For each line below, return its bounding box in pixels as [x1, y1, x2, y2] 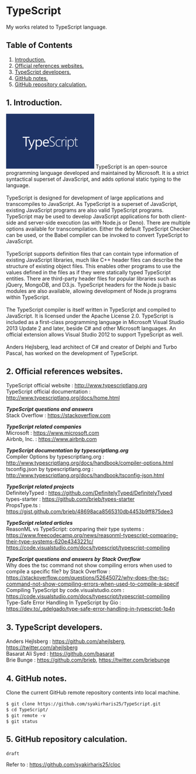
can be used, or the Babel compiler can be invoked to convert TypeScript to [6, 231, 189, 238]
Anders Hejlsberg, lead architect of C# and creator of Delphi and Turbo [6, 343, 177, 350]
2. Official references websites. [6, 366, 123, 376]
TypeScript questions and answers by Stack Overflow [6, 556, 141, 563]
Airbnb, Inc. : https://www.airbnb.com [6, 436, 97, 443]
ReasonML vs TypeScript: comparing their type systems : [6, 525, 145, 533]
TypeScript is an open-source [95, 163, 168, 170]
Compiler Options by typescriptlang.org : [6, 453, 104, 460]
